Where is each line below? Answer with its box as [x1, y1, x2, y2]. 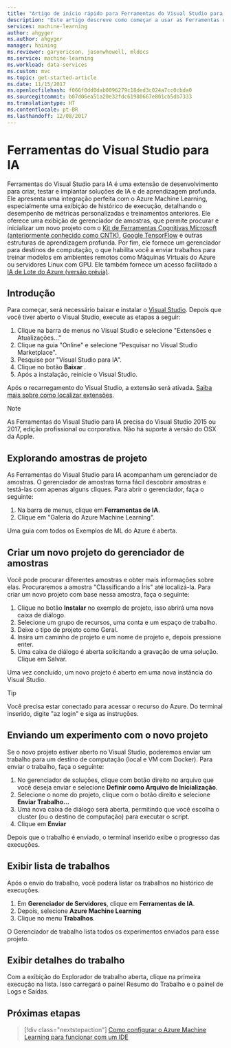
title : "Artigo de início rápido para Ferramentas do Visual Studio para [7, 10, 223, 17]
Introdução [7, 287, 56, 299]
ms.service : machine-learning [7, 55, 94, 62]
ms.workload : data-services [7, 61, 88, 68]
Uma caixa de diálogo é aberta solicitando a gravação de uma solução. [16, 648, 219, 655]
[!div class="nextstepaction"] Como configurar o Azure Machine [23, 1026, 207, 1034]
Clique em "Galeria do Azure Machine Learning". [16, 513, 155, 522]
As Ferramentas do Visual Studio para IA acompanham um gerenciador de [7, 471, 218, 479]
